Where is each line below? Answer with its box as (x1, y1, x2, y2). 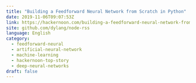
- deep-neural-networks (11, 63, 69, 69)
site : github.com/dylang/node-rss (6, 25, 90, 31)
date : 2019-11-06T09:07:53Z (6, 14, 75, 20)
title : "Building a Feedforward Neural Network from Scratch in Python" (6, 8, 187, 15)
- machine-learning (11, 52, 59, 58)
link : (6, 19, 19, 25)
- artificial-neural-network (11, 47, 82, 53)
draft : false (6, 68, 38, 74)
